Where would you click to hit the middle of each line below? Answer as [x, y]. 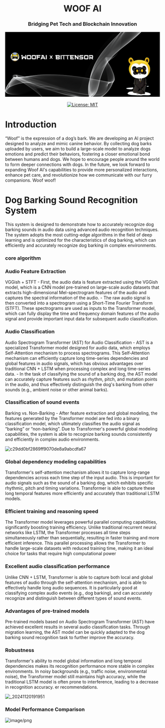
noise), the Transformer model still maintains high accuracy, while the [75, 677]
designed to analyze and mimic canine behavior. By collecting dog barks [79, 144]
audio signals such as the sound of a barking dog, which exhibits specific [79, 483]
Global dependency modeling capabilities [56, 461]
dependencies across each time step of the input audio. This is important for [82, 478]
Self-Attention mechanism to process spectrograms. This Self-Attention [77, 353]
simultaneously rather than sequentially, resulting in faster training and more [82, 538]
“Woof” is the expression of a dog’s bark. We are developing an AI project [80, 138]
